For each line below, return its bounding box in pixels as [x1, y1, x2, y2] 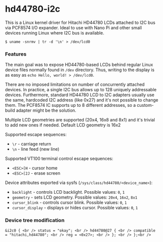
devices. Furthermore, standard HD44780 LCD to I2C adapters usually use [5, 92, 155, 98]
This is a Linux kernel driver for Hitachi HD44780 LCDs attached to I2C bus [5, 20, 156, 25]
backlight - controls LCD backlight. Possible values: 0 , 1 [12, 189, 125, 195]
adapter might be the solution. [16, 107, 76, 113]
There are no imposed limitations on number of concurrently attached [5, 81, 145, 87]
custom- [137, 102, 154, 108]
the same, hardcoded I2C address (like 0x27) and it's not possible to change [5, 97, 159, 103]
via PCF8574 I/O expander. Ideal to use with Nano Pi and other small [5, 24, 142, 30]
